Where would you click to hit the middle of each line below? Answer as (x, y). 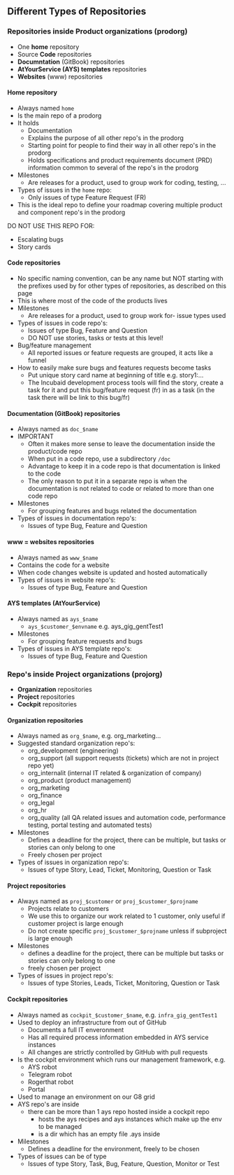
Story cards (34, 246)
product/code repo (55, 452)
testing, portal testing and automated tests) (90, 825)
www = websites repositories (51, 541)
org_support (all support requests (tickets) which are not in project (123, 758)
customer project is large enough (75, 924)
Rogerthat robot (51, 1082)
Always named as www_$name (58, 557)
